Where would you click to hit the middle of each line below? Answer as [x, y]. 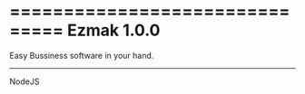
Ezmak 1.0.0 [113, 30]
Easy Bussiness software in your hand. [82, 55]
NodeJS [25, 81]
